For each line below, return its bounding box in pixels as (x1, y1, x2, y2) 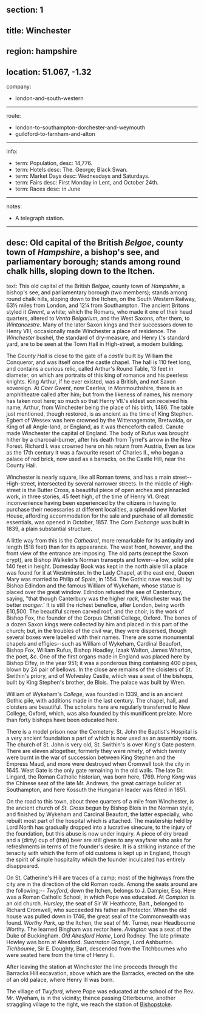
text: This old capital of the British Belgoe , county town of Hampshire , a (6, 282, 185, 289)
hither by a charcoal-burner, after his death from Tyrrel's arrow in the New (6, 436, 192, 443)
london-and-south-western (15, 94, 84, 102)
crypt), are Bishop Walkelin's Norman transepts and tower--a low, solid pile (6, 556, 194, 563)
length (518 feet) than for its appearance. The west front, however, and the (6, 543, 193, 550)
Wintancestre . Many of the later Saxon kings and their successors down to (6, 321, 193, 328)
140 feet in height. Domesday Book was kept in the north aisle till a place (6, 563, 188, 570)
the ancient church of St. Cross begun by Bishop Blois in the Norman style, (6, 804, 194, 811)
